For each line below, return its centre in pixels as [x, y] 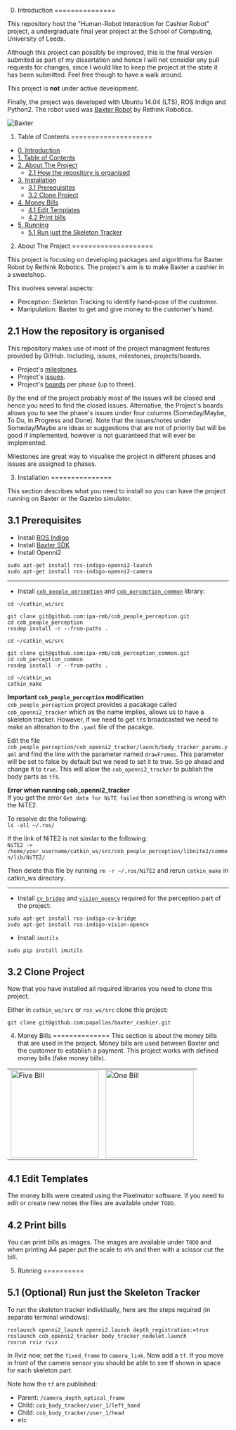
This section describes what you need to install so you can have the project [117, 490]
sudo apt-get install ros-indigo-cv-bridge [72, 918]
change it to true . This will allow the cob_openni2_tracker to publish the [110, 769]
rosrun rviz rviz [33, 1342]
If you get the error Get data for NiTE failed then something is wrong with [117, 798]
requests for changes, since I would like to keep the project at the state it [112, 67]
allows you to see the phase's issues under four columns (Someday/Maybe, [117, 412]
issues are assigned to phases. [52, 464]
